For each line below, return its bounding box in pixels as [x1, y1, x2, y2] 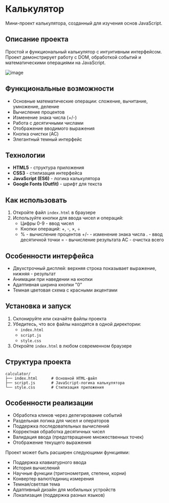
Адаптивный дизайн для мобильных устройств [12, 487, 116, 493]
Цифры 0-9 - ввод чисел [20, 220, 74, 226]
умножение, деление [12, 103, 60, 109]
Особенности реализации [5, 399, 93, 408]
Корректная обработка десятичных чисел [12, 429, 105, 435]
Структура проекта [5, 358, 71, 366]
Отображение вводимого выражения [12, 125, 95, 131]
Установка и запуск [5, 302, 72, 311]
